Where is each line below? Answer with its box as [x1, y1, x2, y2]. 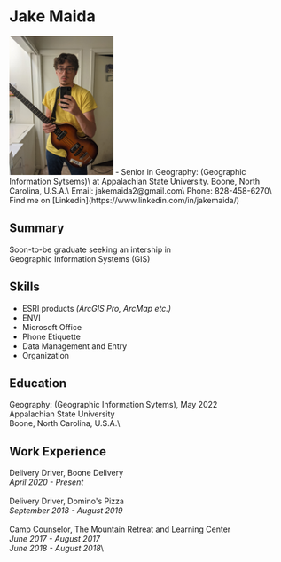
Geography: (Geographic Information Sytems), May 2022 [9, 400, 218, 410]
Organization [21, 350, 69, 360]
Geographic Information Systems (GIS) [9, 253, 151, 264]
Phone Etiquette [21, 331, 82, 342]
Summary [9, 220, 65, 236]
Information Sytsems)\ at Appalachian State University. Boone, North [9, 176, 260, 186]
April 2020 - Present [9, 477, 84, 487]
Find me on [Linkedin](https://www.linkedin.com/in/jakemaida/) [9, 194, 240, 205]
